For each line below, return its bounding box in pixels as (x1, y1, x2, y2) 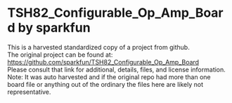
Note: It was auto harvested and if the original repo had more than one (7, 72, 211, 81)
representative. (7, 88, 51, 96)
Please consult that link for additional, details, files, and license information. (7, 65, 226, 74)
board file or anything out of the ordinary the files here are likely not (7, 80, 204, 88)
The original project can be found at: (7, 50, 113, 59)
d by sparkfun (7, 20, 91, 36)
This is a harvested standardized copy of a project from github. (7, 43, 190, 51)
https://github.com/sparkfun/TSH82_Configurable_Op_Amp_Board (7, 57, 199, 66)
